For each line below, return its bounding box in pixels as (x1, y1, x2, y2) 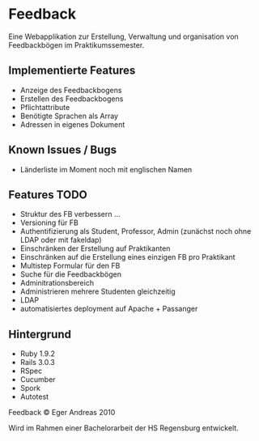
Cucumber (19, 375, 56, 384)
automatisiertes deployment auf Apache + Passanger (19, 304, 198, 314)
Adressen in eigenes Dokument (19, 119, 125, 129)
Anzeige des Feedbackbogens (19, 85, 122, 95)
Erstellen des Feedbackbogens (19, 94, 124, 104)
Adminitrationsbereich (19, 278, 95, 288)
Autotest (19, 392, 49, 401)
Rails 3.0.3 (19, 358, 55, 367)
